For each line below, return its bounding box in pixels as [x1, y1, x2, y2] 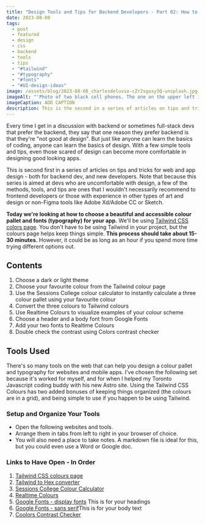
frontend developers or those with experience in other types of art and [6, 192, 184, 199]
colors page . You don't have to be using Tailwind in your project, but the [6, 223, 187, 230]
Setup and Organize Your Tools [6, 409, 100, 418]
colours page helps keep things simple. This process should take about [6, 230, 188, 237]
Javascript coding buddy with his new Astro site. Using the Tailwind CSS [6, 381, 189, 389]
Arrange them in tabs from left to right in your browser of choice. [15, 430, 178, 437]
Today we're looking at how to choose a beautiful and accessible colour [6, 210, 192, 218]
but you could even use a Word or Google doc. [15, 443, 133, 450]
